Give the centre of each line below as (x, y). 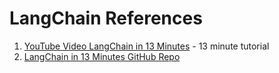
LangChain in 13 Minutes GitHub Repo (102, 56)
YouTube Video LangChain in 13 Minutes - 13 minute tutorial (146, 46)
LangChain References (106, 18)
